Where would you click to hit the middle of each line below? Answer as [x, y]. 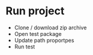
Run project [35, 11]
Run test [25, 47]
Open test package [38, 33]
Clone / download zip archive [50, 27]
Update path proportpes [44, 40]
